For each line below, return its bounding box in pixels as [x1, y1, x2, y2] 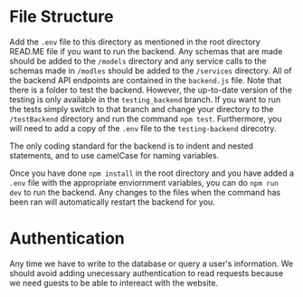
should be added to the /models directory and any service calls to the [9, 55, 267, 66]
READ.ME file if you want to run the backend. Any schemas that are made [9, 45, 283, 56]
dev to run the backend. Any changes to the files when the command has [9, 187, 281, 197]
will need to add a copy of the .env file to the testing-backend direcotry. [9, 122, 277, 133]
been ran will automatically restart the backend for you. [9, 196, 215, 207]
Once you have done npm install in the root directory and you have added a [9, 168, 295, 178]
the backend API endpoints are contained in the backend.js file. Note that [9, 74, 282, 85]
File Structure [9, 6, 114, 27]
